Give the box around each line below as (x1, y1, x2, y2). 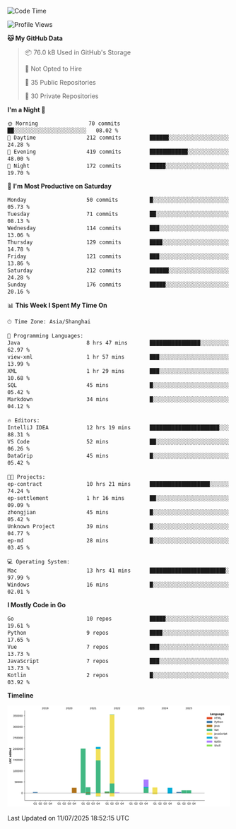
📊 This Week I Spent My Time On (7, 301, 107, 309)
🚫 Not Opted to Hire (24, 64, 83, 73)
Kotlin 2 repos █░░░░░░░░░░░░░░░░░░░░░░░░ (7, 672, 230, 679)
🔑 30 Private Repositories (24, 92, 99, 100)
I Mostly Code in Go (7, 601, 66, 609)
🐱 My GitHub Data (7, 34, 64, 42)
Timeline (7, 691, 34, 699)
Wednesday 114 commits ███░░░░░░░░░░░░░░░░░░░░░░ (7, 225, 230, 232)
